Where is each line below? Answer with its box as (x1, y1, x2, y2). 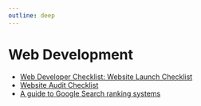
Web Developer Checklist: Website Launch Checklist (19, 72, 193, 81)
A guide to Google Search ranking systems (19, 89, 161, 98)
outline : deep (8, 11, 56, 20)
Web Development (8, 45, 134, 63)
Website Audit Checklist (19, 80, 99, 89)
